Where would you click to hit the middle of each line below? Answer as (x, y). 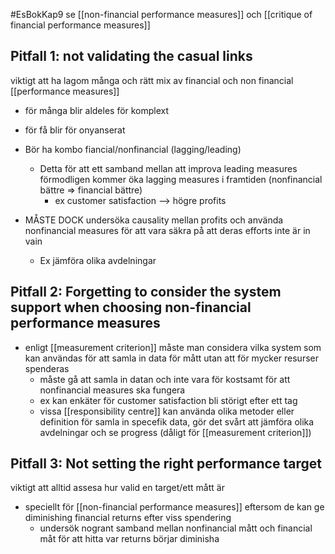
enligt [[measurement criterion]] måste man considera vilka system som (173, 347)
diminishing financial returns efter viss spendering (128, 518)
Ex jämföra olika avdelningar (98, 260)
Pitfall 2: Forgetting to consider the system (146, 292)
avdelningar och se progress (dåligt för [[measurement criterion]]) (175, 432)
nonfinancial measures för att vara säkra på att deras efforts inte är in (167, 230)
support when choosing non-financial (131, 307)
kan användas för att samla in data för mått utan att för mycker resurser (171, 358)
